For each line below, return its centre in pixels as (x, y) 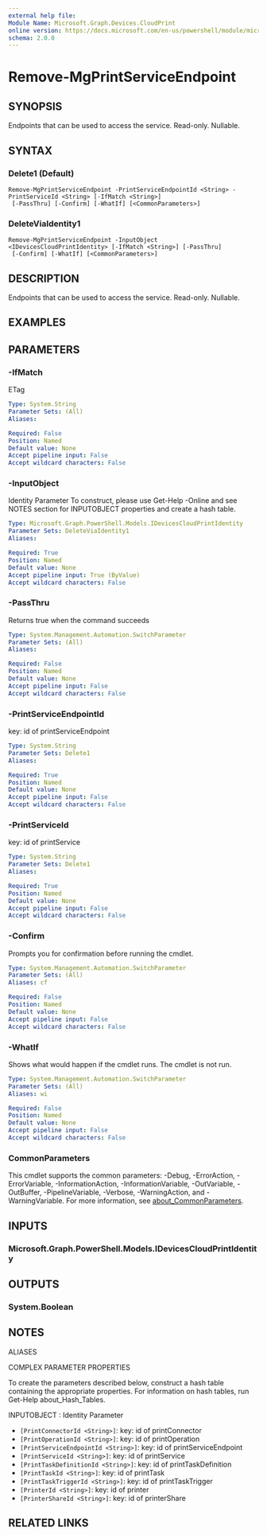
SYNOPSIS (35, 106)
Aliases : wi (28, 1094)
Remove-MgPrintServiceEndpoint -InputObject (83, 240)
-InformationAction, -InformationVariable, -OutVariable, (145, 1184)
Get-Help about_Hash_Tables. (57, 1399)
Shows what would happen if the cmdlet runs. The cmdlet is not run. (120, 1064)
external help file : (43, 16)
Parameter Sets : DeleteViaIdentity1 (69, 531)
